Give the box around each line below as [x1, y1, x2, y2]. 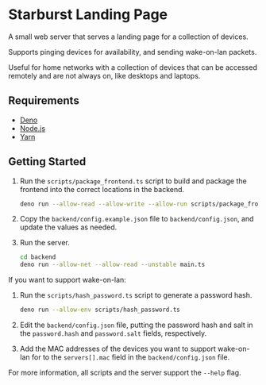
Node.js [19, 123, 46, 133]
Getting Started [8, 155, 87, 168]
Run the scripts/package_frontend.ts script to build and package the [19, 176, 248, 186]
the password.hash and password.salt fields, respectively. [19, 329, 207, 338]
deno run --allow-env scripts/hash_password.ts [19, 306, 180, 314]
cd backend [19, 253, 56, 261]
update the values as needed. [19, 222, 118, 232]
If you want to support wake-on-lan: [8, 275, 127, 285]
